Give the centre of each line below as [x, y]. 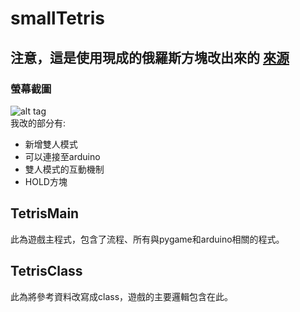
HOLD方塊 [46, 181]
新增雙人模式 [51, 144]
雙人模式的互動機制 [64, 169]
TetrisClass [46, 271]
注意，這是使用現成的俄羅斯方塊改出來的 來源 [150, 57]
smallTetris [57, 18]
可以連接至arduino [62, 156]
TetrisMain [45, 213]
